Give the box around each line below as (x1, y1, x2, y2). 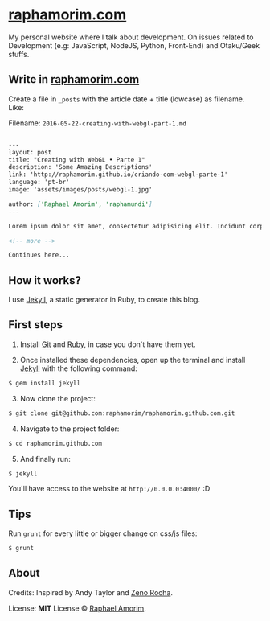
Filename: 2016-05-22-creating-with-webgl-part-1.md (8, 118, 187, 128)
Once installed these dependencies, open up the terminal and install (19, 355, 246, 364)
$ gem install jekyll (8, 379, 81, 387)
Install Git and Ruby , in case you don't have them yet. (19, 339, 196, 349)
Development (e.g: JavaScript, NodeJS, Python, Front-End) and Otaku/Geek (8, 40, 260, 50)
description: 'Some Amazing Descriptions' (8, 163, 153, 171)
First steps (8, 318, 63, 331)
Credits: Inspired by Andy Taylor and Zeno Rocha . (8, 587, 173, 597)
